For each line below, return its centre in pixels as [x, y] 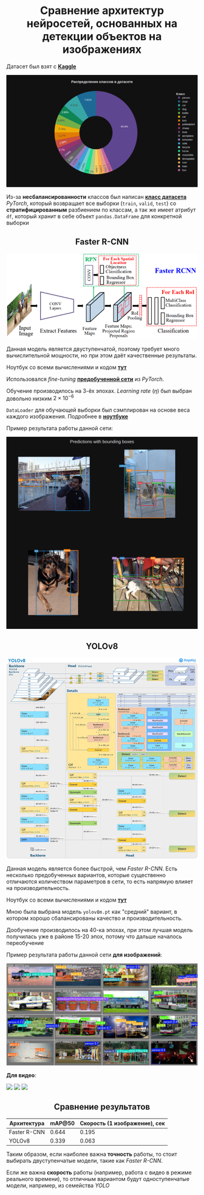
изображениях [102, 50]
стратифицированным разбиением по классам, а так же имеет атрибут [101, 210]
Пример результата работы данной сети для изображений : [84, 955]
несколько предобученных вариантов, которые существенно [86, 875]
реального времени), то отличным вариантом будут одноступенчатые [98, 1179]
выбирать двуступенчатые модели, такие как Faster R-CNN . [84, 1161]
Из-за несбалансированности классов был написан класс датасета [97, 196]
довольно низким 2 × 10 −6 [40, 398]
